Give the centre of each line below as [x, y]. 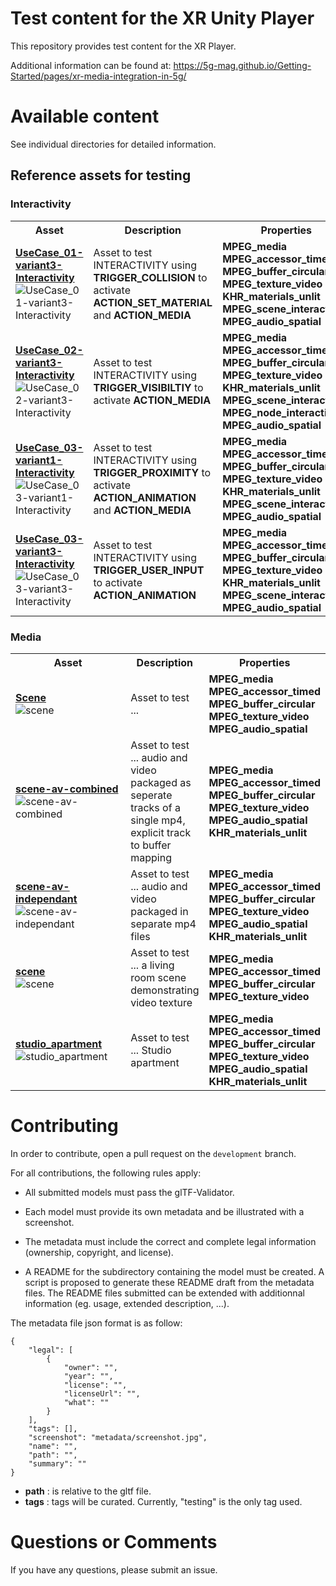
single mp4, [158, 820]
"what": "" [86, 1402]
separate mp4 [163, 924]
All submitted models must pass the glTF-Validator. [129, 1192]
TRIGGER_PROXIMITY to [152, 472]
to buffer [151, 845]
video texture [161, 1003]
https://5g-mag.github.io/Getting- [242, 65]
